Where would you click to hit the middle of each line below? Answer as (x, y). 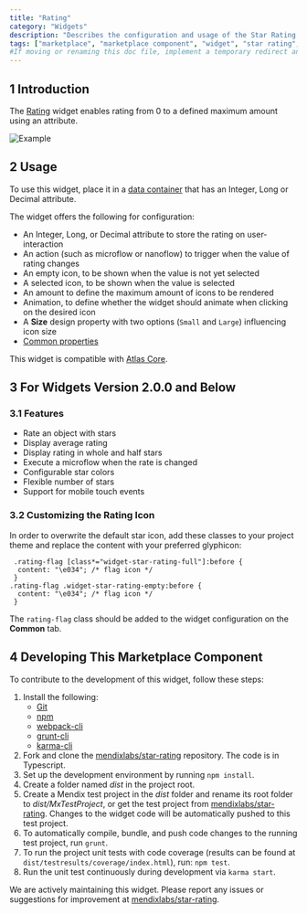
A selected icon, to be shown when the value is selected (129, 282)
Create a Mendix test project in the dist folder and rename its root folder (158, 794)
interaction (43, 244)
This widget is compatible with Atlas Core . (89, 358)
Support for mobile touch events (84, 492)
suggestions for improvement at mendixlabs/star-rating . (115, 899)
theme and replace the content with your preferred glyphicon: (126, 545)
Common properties (60, 341)
